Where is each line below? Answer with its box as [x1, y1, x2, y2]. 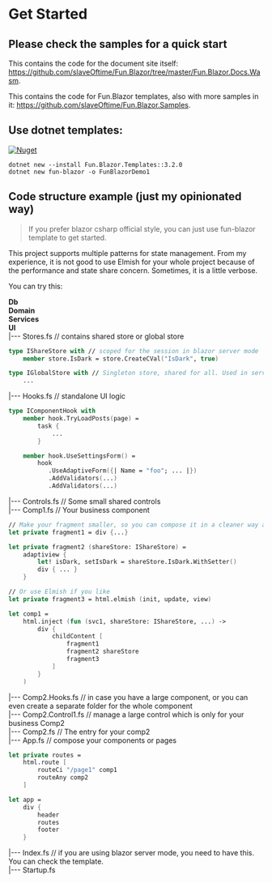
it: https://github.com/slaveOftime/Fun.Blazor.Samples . [8, 100, 191, 109]
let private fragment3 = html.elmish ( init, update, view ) [8, 595, 212, 604]
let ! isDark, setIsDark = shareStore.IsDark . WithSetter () [37, 558, 237, 566]
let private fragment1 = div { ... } [8, 528, 129, 536]
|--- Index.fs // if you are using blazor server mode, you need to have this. [8, 848, 255, 858]
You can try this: [8, 281, 63, 291]
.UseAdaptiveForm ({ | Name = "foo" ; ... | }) [48, 467, 198, 475]
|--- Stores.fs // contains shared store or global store [8, 331, 185, 341]
